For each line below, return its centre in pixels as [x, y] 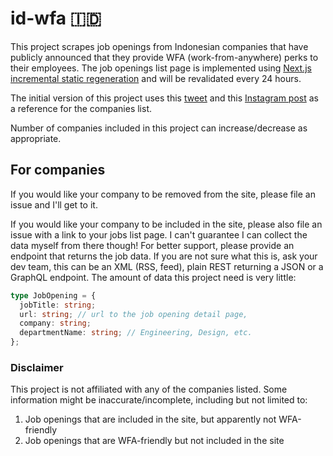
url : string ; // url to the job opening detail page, [133, 314]
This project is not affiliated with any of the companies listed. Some [149, 389]
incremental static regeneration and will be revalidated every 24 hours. [156, 78]
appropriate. [36, 138]
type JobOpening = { [53, 295]
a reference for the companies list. [81, 108]
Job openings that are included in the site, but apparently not [150, 419]
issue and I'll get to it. [54, 204]
